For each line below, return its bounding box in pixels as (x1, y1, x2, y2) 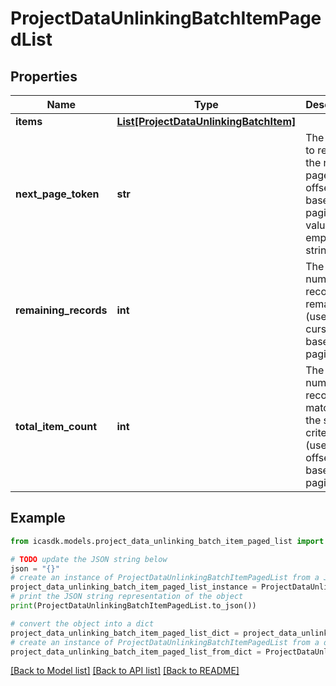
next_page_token (15, 187, 100, 201)
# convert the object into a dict (10, 618, 155, 629)
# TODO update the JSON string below (10, 554, 168, 564)
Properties (10, 68, 78, 85)
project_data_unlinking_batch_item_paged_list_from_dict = (10, 647, 262, 657)
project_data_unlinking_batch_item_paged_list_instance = (10, 582, 257, 592)
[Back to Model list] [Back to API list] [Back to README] (10, 665, 240, 677)
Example (10, 510, 66, 527)
